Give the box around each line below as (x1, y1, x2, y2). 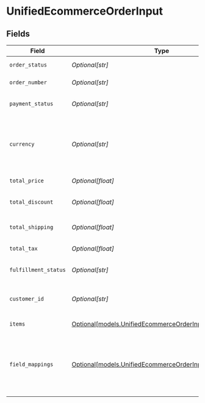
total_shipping (9, 224, 54, 230)
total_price (9, 177, 45, 184)
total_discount (9, 199, 54, 205)
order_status (9, 62, 48, 68)
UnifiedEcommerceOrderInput (6, 4, 164, 18)
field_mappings (9, 361, 54, 368)
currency (9, 141, 35, 148)
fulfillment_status (9, 266, 66, 273)
